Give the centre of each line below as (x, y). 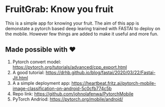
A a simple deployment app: (41, 83)
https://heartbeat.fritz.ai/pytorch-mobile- (114, 83)
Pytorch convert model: (37, 62)
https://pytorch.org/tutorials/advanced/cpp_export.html (69, 67)
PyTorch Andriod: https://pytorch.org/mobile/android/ (68, 99)
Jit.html (20, 78)
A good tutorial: (29, 72)
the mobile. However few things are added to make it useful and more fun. (82, 34)
